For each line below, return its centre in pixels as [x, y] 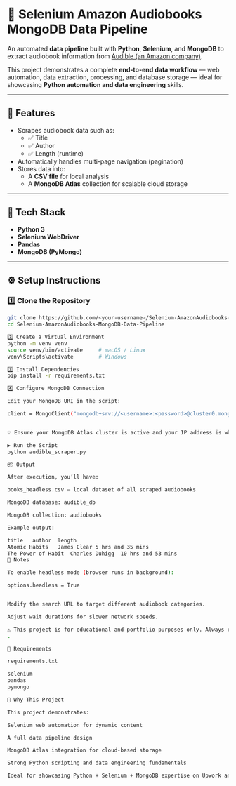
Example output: [31, 528]
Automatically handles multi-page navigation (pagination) [100, 161]
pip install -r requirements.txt [56, 376]
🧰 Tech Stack [37, 212]
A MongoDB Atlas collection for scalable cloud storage [108, 184]
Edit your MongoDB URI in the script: [64, 401]
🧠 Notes [19, 560]
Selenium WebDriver [48, 237]
